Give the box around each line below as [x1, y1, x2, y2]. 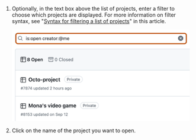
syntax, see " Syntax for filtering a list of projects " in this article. [11, 18, 166, 24]
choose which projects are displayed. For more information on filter [11, 11, 176, 18]
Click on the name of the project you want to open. [11, 127, 136, 134]
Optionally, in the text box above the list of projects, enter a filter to [11, 5, 175, 12]
